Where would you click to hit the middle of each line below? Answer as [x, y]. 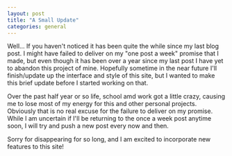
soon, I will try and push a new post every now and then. [88, 126]
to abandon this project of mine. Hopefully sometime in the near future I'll [112, 68]
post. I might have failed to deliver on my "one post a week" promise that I [113, 53]
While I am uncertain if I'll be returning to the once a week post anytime [109, 119]
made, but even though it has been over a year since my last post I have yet [115, 61]
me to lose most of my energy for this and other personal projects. [102, 104]
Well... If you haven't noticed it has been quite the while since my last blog [113, 46]
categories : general [37, 26]
